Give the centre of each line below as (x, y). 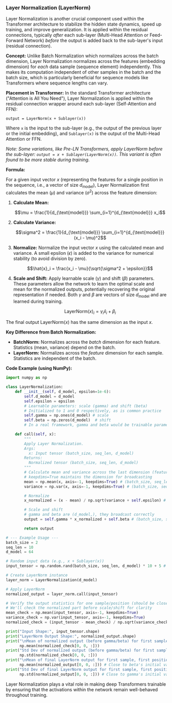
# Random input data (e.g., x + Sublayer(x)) (55, 561)
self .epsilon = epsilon (49, 401)
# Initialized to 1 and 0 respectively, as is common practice (93, 411)
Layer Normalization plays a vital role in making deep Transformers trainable (86, 684)
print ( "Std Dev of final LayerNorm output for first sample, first (79, 669)
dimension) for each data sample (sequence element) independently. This (83, 67)
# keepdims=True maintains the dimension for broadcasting (88, 477)
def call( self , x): (36, 434)
